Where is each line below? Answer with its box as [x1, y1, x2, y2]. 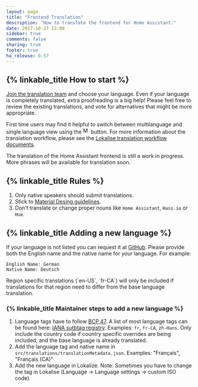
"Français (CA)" [14, 356, 53, 363]
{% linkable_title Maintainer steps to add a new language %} [6, 304, 184, 312]
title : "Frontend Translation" [6, 14, 84, 20]
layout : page [6, 8, 39, 15]
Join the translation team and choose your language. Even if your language [6, 90, 190, 98]
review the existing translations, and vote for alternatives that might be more [6, 103, 193, 110]
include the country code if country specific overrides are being [14, 331, 171, 338]
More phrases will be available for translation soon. [6, 158, 131, 166]
